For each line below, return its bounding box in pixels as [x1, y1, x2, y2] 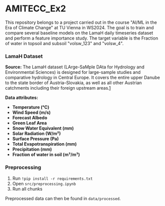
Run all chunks [12, 186, 43, 192]
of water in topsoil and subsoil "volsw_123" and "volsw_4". [5, 40, 124, 46]
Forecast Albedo [12, 115, 48, 121]
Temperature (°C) [12, 104, 50, 110]
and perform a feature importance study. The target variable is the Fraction [5, 35, 159, 41]
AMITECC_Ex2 [5, 3, 66, 14]
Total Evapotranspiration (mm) [12, 141, 77, 147]
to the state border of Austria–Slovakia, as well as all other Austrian [5, 80, 142, 86]
